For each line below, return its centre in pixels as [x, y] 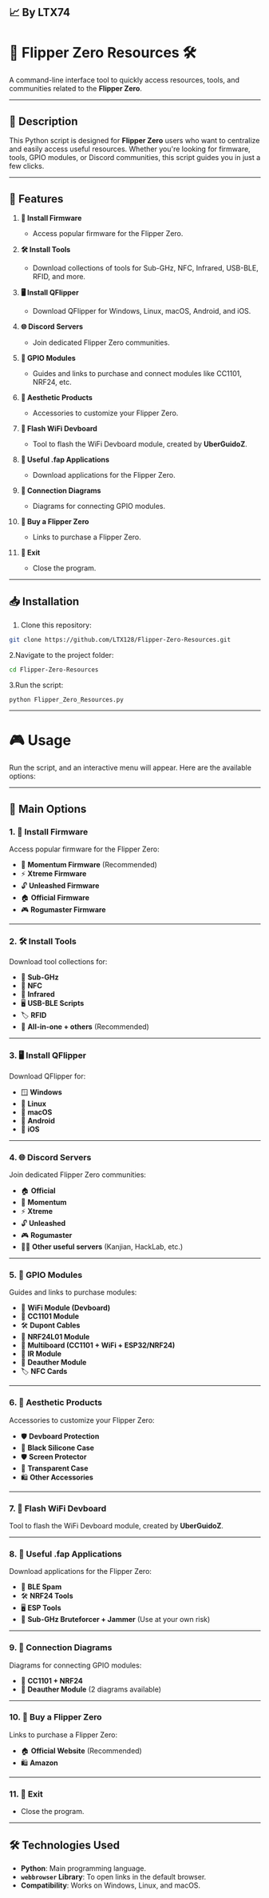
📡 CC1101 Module [49, 1316]
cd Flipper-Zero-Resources [54, 670]
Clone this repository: [56, 625]
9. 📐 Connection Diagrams [61, 1648]
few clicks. [27, 166]
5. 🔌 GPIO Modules [46, 1275]
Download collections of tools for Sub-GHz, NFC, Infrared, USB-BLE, [145, 268]
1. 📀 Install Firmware [49, 831]
